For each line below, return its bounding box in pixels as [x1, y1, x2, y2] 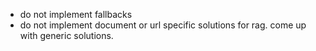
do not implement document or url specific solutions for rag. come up [19, 19, 307, 31]
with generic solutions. [19, 30, 114, 41]
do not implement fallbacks [19, 9, 133, 20]
